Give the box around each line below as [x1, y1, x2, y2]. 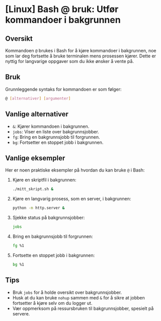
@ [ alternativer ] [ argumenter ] [5, 96, 71, 101]
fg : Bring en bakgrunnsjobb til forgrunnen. [12, 134, 100, 140]
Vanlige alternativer [5, 110, 69, 119]
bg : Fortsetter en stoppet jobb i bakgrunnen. [12, 139, 104, 145]
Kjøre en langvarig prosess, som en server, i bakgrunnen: [12, 196, 131, 202]
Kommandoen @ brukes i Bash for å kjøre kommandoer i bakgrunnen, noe [5, 48, 157, 53]
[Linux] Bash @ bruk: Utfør [5, 4, 119, 15]
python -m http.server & [12, 205, 65, 211]
